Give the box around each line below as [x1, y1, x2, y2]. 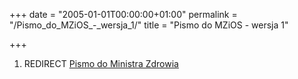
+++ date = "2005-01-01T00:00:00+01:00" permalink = [9, 9, 238, 20]
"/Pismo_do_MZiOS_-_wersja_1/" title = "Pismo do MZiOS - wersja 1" [9, 19, 289, 31]
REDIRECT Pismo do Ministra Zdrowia [23, 58, 179, 69]
